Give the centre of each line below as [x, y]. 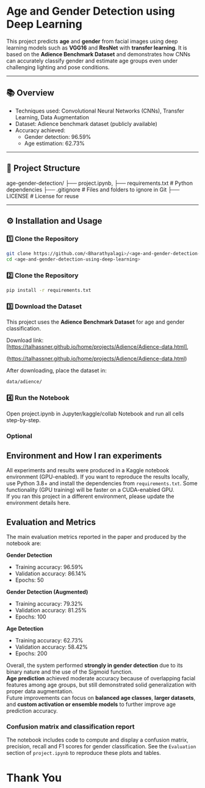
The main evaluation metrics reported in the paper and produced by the [96, 537]
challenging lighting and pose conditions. [58, 67]
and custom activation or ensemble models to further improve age [91, 704]
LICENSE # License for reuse [43, 196]
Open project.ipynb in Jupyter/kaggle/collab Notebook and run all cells [95, 414]
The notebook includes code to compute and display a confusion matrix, [97, 740]
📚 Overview [31, 93]
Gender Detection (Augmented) [47, 592]
